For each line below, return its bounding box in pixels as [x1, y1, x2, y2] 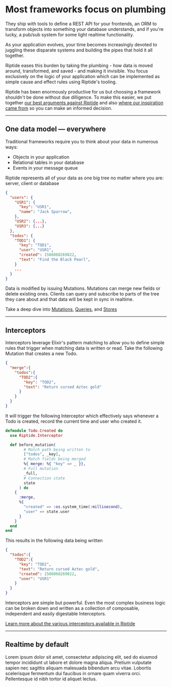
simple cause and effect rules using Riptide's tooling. [5, 79, 117, 85]
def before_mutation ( [10, 442, 56, 448]
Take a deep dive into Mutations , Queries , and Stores [5, 306, 117, 312]
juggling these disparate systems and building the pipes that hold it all [5, 47, 153, 53]
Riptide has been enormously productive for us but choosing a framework [5, 88, 161, 95]
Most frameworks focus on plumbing [5, 4, 166, 15]
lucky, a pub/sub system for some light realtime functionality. [5, 31, 134, 38]
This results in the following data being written [5, 537, 103, 544]
